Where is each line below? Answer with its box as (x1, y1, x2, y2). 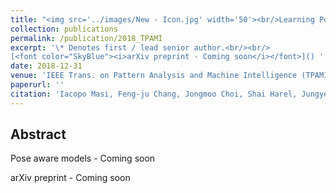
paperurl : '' (10, 80, 65, 90)
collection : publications (10, 24, 118, 34)
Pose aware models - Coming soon (10, 152, 156, 165)
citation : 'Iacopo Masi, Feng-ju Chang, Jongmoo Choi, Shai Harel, (10, 89, 298, 99)
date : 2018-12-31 (10, 61, 83, 71)
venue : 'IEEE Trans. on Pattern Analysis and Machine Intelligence (10, 71, 298, 81)
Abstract (10, 126, 67, 143)
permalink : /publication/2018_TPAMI (10, 33, 163, 43)
